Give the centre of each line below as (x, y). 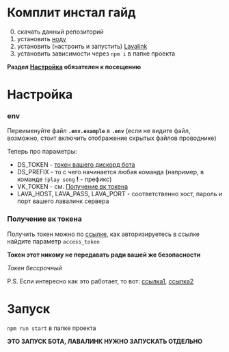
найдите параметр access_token (54, 241)
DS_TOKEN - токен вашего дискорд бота (76, 165)
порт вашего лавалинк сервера (63, 201)
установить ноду (41, 38)
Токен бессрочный (35, 268)
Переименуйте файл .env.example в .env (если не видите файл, (99, 131)
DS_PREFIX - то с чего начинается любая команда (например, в (110, 172)
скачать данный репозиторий (60, 32)
